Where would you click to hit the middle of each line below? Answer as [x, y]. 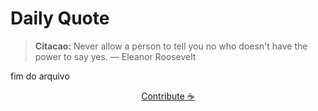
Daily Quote [60, 18]
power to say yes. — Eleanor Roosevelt [115, 56]
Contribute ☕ [168, 96]
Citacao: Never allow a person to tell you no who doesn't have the [171, 46]
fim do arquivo [40, 76]
